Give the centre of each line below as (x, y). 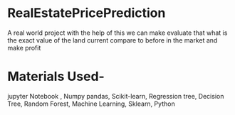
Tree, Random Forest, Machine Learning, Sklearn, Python (92, 104)
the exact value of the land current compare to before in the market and (113, 40)
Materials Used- (56, 77)
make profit (24, 48)
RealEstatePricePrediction (87, 13)
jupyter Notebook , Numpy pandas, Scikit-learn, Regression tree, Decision (116, 96)
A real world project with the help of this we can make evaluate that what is (117, 33)
